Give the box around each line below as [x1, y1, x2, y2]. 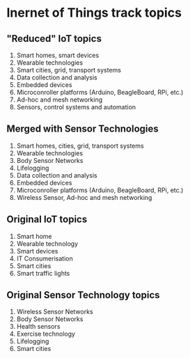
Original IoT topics [6, 214, 88, 226]
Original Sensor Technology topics [6, 289, 161, 301]
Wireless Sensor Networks [16, 308, 93, 316]
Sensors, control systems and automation [16, 103, 136, 111]
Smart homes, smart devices [16, 51, 100, 59]
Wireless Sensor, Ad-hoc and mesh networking [16, 193, 152, 201]
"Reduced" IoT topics [6, 33, 102, 45]
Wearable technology [16, 239, 79, 248]
